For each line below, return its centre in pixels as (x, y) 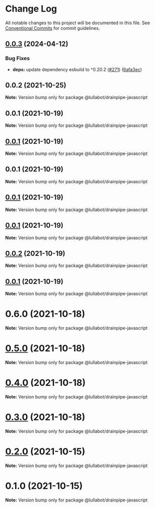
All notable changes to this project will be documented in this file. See (78, 23)
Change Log (31, 9)
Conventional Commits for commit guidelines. (53, 28)
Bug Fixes (18, 59)
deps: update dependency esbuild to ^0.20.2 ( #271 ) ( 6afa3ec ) (77, 69)
